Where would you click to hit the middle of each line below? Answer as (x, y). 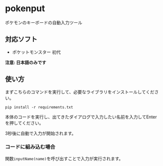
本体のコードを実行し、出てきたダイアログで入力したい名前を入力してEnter (81, 117)
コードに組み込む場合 (30, 147)
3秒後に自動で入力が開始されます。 (41, 133)
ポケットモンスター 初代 (36, 52)
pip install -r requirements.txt (39, 107)
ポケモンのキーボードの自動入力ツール (44, 22)
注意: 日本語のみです (26, 62)
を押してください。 (24, 123)
